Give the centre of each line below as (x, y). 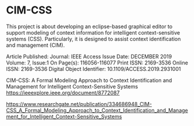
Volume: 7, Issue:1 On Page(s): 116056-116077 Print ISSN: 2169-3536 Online (97, 63)
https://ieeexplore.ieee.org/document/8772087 (63, 93)
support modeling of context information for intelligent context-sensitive (93, 32)
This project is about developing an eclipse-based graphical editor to (89, 26)
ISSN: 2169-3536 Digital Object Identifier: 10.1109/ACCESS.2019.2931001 (93, 69)
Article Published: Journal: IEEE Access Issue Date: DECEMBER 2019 (89, 56)
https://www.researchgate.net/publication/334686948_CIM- (79, 104)
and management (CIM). (35, 45)
